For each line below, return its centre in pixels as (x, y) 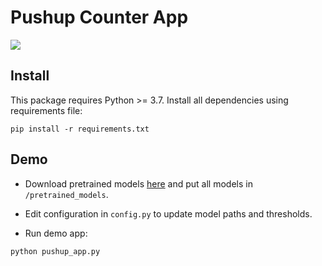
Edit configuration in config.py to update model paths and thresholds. (168, 213)
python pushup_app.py (55, 251)
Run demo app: (56, 233)
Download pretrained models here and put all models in (138, 183)
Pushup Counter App (99, 17)
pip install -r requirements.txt (80, 129)
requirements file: (46, 110)
